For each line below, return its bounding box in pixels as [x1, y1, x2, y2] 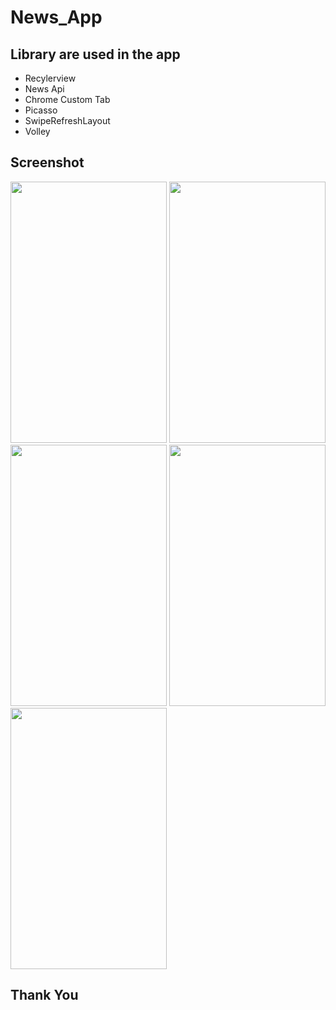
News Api [24, 83, 65, 95]
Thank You [10, 987, 79, 1004]
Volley [24, 126, 51, 137]
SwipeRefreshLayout [24, 115, 111, 126]
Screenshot [10, 154, 85, 171]
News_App [10, 6, 103, 29]
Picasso [24, 104, 58, 116]
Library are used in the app [10, 46, 181, 63]
